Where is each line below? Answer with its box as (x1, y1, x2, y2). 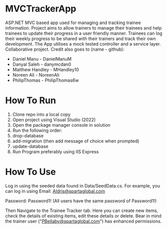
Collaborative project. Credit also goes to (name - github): (5, 46, 124, 52)
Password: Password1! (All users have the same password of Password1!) (5, 197, 157, 203)
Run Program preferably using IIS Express (12, 148, 99, 154)
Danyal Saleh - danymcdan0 (12, 61, 71, 67)
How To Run (5, 95, 56, 106)
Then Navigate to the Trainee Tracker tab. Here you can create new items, (5, 207, 158, 213)
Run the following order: (12, 127, 63, 133)
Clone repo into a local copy (12, 111, 71, 117)
